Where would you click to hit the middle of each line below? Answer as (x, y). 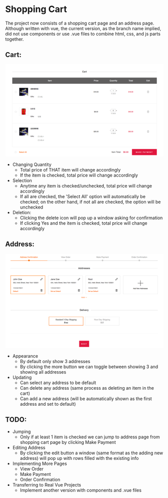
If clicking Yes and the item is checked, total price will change (83, 223)
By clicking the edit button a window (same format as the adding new (92, 453)
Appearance (25, 356)
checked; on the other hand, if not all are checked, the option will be (91, 202)
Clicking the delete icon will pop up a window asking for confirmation (91, 218)
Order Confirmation (40, 479)
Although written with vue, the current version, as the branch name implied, (83, 28)
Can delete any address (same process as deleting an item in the (87, 388)
